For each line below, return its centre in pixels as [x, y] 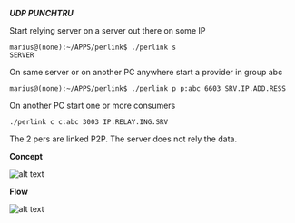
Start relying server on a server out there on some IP [108, 30]
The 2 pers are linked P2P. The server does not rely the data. [123, 139]
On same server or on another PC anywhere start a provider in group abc [146, 72]
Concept [26, 156]
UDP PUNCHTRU [42, 13]
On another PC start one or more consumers [93, 105]
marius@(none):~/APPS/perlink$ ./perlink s [93, 47]
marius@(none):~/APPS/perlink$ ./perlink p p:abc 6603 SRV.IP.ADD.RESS [147, 89]
